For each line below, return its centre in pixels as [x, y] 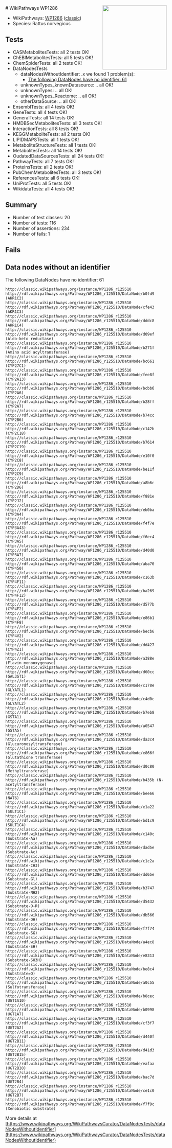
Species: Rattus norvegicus [41, 23]
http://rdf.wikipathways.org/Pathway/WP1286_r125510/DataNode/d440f [80, 1036]
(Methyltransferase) [27, 771]
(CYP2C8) [15, 460]
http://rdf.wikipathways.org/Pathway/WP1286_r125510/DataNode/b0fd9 [80, 294]
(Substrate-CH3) [23, 866]
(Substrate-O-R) [23, 906]
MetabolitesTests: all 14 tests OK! [48, 150]
